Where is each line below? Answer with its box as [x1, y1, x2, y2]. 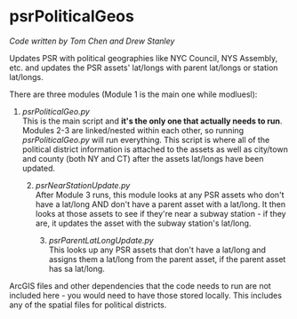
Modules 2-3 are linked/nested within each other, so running [21, 124, 245, 135]
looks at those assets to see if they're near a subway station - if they [35, 208, 286, 219]
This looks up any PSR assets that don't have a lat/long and [48, 244, 267, 255]
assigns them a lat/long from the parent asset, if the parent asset [48, 253, 286, 264]
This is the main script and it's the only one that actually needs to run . [21, 116, 283, 126]
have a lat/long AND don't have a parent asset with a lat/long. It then [35, 198, 286, 210]
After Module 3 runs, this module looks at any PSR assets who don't [35, 189, 285, 200]
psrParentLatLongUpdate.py [48, 235, 154, 245]
